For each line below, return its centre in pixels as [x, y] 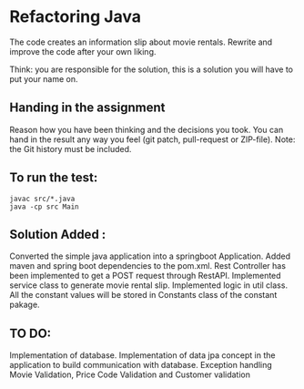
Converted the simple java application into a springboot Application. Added [150, 256]
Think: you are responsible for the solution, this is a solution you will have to [152, 69]
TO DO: [30, 333]
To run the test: [54, 178]
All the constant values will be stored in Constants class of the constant [143, 295]
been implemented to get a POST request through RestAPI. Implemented [145, 276]
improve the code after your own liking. [83, 51]
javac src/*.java [42, 199]
